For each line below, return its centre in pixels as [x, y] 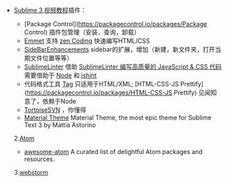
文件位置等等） [52, 58]
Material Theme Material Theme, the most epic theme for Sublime [118, 117]
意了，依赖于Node [50, 101]
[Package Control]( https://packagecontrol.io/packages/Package [116, 24]
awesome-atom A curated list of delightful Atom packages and [113, 152]
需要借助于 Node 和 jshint [60, 75]
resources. [39, 159]
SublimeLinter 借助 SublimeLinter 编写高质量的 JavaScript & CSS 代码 [123, 67]
